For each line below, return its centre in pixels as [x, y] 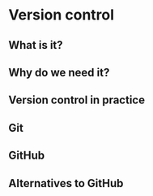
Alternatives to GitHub [66, 183]
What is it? [36, 45]
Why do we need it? [59, 72]
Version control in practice [77, 100]
